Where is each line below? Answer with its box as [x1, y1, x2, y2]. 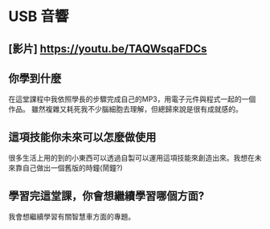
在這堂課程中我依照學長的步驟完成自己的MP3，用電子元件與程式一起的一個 [8, 94, 256, 104]
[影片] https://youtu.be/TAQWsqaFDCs [8, 42, 207, 55]
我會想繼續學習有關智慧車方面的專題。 [8, 212, 135, 222]
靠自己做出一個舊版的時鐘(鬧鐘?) [14, 163, 123, 173]
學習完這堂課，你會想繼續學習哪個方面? [8, 189, 205, 202]
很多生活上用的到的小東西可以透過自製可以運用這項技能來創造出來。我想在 [8, 153, 255, 163]
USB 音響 [8, 7, 69, 26]
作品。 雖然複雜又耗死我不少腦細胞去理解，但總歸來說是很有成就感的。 [8, 104, 243, 114]
